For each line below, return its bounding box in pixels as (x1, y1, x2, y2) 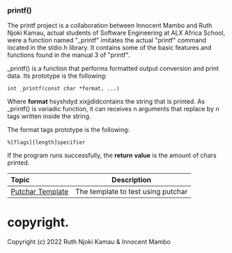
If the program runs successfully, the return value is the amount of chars (7, 152, 217, 160)
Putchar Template (10, 187, 69, 197)
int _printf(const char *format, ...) (7, 85, 120, 92)
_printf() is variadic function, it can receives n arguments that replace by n (7, 105, 219, 113)
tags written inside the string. (7, 112, 91, 120)
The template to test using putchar (75, 187, 188, 197)
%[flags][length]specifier (7, 139, 86, 146)
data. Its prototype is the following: (7, 72, 107, 80)
